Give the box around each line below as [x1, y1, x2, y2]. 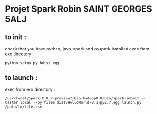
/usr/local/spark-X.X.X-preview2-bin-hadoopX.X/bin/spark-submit [5, 96, 139, 100]
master [5, 100, 18, 105]
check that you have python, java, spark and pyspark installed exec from [5, 46, 150, 51]
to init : [5, 33, 27, 41]
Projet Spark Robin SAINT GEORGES [5, 3, 152, 15]
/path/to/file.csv [5, 104, 42, 109]
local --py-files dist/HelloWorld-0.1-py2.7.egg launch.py [20, 100, 142, 105]
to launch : [5, 74, 38, 82]
